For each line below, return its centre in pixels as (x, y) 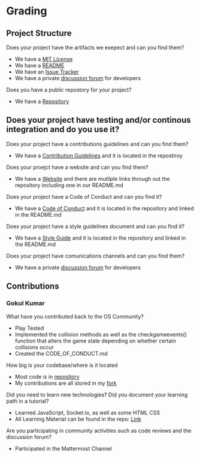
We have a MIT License (44, 59)
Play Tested (29, 328)
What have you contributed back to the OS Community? (75, 316)
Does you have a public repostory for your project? (69, 90)
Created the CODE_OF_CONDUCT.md (61, 353)
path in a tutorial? (28, 401)
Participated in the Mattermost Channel (63, 448)
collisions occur (34, 347)
